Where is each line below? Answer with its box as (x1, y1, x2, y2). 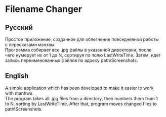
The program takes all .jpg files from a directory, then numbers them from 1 (5, 95, 158, 101)
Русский (5, 23, 33, 32)
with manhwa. (5, 90, 34, 96)
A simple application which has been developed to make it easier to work (5, 85, 154, 91)
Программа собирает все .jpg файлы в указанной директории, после (5, 47, 152, 53)
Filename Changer (5, 3, 83, 15)
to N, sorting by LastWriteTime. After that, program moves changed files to (5, 101, 157, 107)
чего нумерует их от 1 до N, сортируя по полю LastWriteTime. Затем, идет (5, 52, 161, 58)
